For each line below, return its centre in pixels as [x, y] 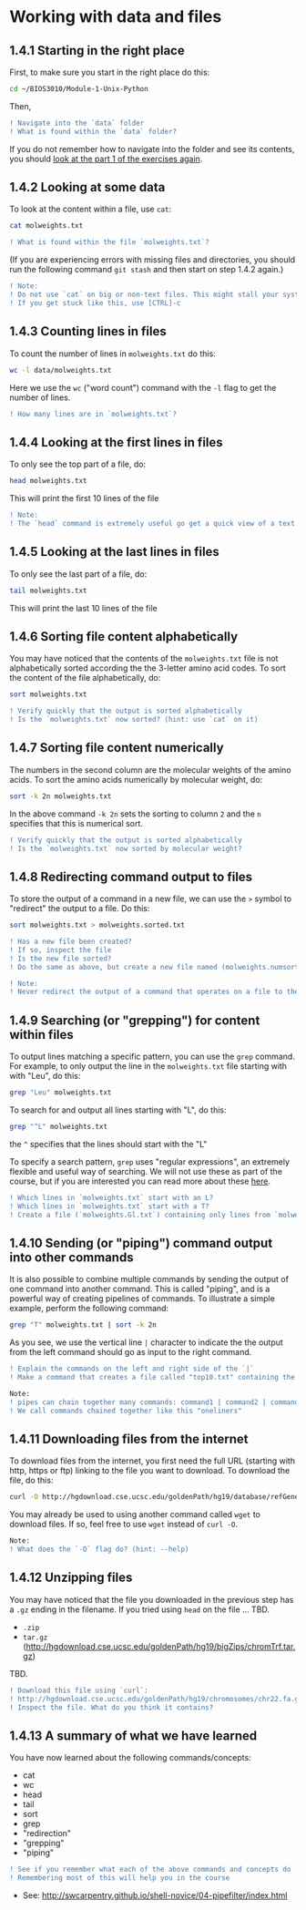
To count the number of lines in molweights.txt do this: [112, 354]
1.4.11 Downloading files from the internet [129, 1438]
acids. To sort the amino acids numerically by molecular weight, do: [136, 779]
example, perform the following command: [89, 1309]
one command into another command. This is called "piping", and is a [140, 1289]
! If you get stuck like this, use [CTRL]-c [95, 303]
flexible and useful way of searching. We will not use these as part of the [146, 1171]
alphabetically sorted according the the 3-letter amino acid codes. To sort [148, 668]
